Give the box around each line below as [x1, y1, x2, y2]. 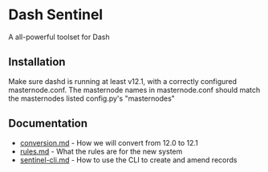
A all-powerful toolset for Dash [8, 32, 110, 42]
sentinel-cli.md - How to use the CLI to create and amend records [19, 154, 238, 165]
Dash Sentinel [8, 6, 104, 24]
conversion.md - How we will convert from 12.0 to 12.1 [19, 138, 198, 147]
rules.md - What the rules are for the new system [19, 146, 183, 156]
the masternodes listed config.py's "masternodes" [8, 94, 175, 103]
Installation [8, 55, 66, 69]
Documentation [8, 117, 88, 130]
